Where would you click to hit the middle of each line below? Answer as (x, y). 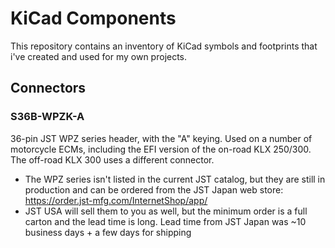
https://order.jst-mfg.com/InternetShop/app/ (116, 200)
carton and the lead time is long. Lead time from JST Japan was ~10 (165, 221)
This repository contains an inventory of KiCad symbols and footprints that (164, 46)
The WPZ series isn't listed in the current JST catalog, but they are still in (175, 179)
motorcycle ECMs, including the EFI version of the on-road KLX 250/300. (161, 149)
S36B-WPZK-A (47, 117)
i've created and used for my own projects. (99, 56)
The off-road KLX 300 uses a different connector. (112, 159)
